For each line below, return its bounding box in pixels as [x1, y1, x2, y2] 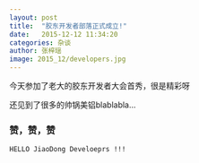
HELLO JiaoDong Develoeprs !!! [9, 145, 126, 154]
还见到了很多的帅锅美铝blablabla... [9, 99, 136, 110]
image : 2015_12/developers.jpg [9, 55, 126, 64]
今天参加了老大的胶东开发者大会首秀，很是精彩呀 [9, 81, 190, 90]
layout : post [9, 13, 58, 22]
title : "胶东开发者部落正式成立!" [9, 21, 127, 30]
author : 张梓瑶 [9, 47, 62, 56]
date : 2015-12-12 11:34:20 [9, 30, 118, 39]
